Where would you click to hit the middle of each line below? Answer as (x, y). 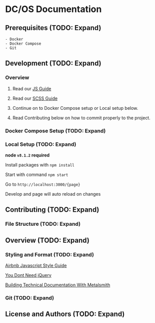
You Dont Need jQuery (28, 275)
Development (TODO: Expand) (53, 63)
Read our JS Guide (32, 88)
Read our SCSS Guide (35, 98)
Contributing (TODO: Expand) (52, 210)
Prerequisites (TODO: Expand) (53, 28)
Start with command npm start (37, 175)
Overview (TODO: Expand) (47, 240)
